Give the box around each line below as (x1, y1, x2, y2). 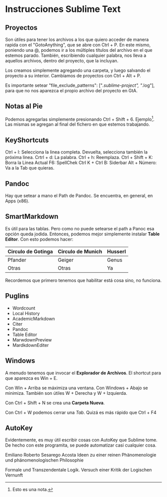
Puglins (5, 292, 29, 300)
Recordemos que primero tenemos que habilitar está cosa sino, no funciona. (5, 277, 162, 283)
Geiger (58, 256, 74, 263)
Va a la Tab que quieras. (5, 165, 55, 171)
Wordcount (12, 305, 36, 311)
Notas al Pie (5, 102, 43, 111)
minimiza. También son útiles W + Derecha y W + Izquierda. (5, 390, 128, 396)
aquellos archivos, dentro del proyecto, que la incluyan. (5, 58, 119, 63)
